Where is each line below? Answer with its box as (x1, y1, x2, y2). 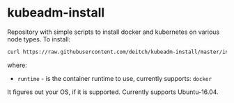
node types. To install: (7, 35, 71, 43)
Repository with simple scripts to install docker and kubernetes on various (7, 28, 220, 36)
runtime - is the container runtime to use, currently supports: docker (17, 74, 212, 82)
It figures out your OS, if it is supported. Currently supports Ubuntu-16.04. (7, 88, 219, 96)
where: (7, 61, 28, 69)
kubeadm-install (7, 5, 105, 21)
